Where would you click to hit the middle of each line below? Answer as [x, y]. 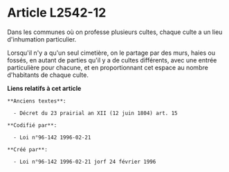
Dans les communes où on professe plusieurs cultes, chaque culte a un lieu [115, 32]
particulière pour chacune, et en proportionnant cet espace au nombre [108, 67]
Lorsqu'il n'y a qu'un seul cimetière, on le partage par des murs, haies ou [111, 53]
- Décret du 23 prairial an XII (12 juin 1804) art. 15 [95, 113]
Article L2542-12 [57, 13]
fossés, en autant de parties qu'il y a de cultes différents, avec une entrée [112, 60]
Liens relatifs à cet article [44, 88]
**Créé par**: [28, 149]
